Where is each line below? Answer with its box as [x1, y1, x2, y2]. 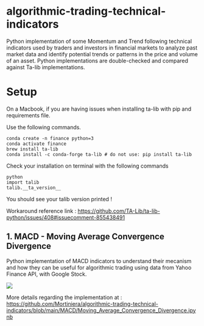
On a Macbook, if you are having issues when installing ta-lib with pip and [6, 105, 192, 113]
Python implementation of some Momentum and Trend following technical [6, 37, 192, 45]
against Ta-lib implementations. [6, 63, 85, 71]
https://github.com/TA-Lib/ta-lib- [77, 207, 160, 215]
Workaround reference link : [6, 207, 77, 215]
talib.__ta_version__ [6, 185, 62, 191]
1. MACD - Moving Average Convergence [6, 231, 164, 242]
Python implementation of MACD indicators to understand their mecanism [6, 257, 192, 264]
